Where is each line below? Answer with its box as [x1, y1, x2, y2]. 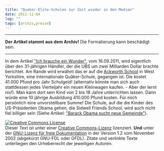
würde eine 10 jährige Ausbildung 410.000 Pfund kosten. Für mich [5, 95, 138, 101]
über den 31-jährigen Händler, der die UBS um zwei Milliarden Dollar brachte [5, 63, 159, 69]
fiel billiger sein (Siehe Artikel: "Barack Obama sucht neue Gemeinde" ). [5, 110, 148, 116]
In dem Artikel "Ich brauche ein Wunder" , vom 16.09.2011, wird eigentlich [5, 58, 151, 64]
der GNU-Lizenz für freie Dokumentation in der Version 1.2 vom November [5, 130, 155, 136]
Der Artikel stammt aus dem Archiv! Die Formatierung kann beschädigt [5, 39, 150, 45]
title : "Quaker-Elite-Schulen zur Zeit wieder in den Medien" [5, 7, 134, 12]
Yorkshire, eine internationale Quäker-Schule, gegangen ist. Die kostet [5, 74, 146, 80]
